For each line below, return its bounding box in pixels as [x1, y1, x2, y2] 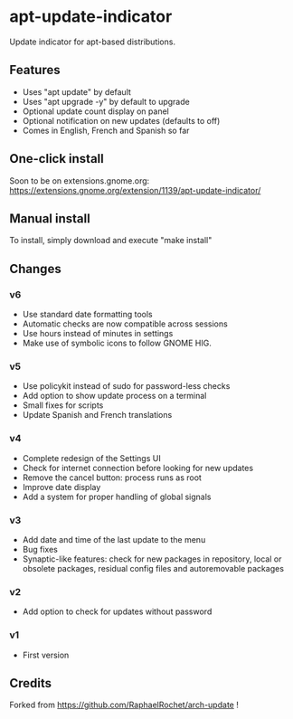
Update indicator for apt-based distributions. [9, 36, 176, 47]
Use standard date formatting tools [22, 309, 153, 320]
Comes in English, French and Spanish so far [22, 125, 190, 136]
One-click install [9, 151, 104, 166]
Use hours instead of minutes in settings [22, 328, 174, 339]
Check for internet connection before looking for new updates [22, 462, 254, 473]
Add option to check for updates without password [22, 606, 213, 617]
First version [22, 649, 70, 660]
